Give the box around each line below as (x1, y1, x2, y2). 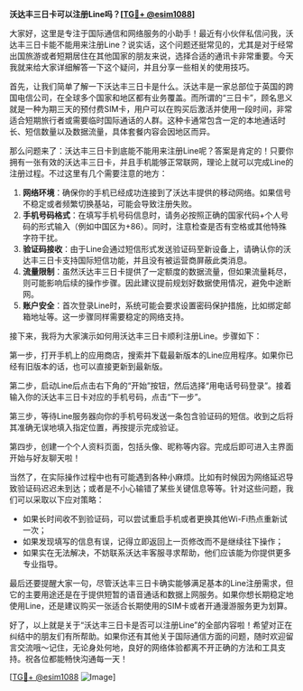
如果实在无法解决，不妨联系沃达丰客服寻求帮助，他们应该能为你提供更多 (22, 547, 291, 558)
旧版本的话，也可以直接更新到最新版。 (24, 361, 168, 371)
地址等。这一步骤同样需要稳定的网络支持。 (30, 312, 189, 322)
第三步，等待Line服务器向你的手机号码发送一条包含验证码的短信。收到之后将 (9, 411, 294, 421)
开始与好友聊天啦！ (9, 453, 81, 463)
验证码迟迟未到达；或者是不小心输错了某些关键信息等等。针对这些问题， (16, 483, 286, 493)
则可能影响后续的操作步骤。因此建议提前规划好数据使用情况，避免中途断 (22, 277, 291, 288)
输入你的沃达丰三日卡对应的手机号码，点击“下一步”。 (9, 392, 207, 402)
